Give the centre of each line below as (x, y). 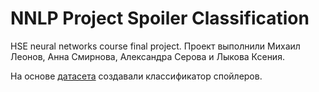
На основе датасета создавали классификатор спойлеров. (136, 76)
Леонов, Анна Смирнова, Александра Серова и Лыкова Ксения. (147, 56)
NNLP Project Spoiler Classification (160, 18)
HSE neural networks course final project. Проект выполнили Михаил (155, 46)
